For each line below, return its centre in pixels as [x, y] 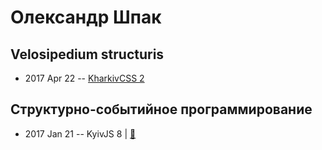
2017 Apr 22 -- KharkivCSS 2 [84, 78]
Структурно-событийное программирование [161, 109]
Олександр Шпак [86, 17]
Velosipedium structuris [87, 54]
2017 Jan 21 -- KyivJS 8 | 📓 [80, 133]
